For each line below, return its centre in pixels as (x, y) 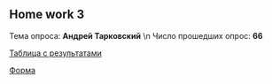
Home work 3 (47, 15)
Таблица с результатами (55, 53)
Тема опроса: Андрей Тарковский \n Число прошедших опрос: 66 (136, 35)
